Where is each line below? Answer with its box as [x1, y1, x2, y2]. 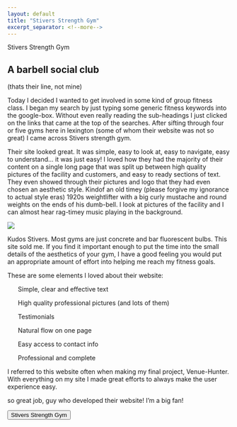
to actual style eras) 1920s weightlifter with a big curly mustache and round [7, 193, 227, 201]
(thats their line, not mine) [7, 82, 83, 91]
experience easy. [7, 382, 58, 391]
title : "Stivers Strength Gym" [7, 17, 100, 24]
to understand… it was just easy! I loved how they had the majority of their [7, 155, 224, 164]
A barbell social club [7, 63, 100, 75]
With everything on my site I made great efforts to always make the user [7, 375, 218, 384]
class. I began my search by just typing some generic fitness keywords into [7, 104, 227, 112]
